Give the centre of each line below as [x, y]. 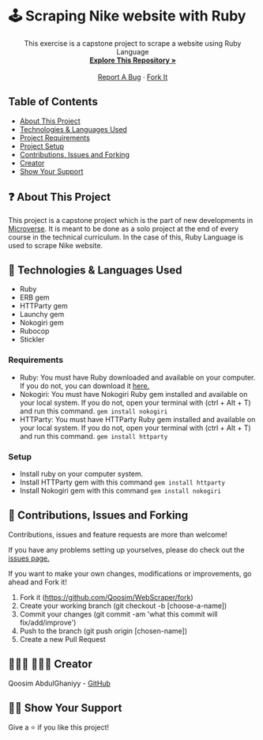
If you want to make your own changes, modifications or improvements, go [130, 573]
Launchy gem [42, 315]
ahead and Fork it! [38, 582]
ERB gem [34, 297]
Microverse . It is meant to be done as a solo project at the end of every [124, 228]
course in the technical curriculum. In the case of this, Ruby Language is [126, 237]
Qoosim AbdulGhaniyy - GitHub [59, 683]
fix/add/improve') [48, 622]
